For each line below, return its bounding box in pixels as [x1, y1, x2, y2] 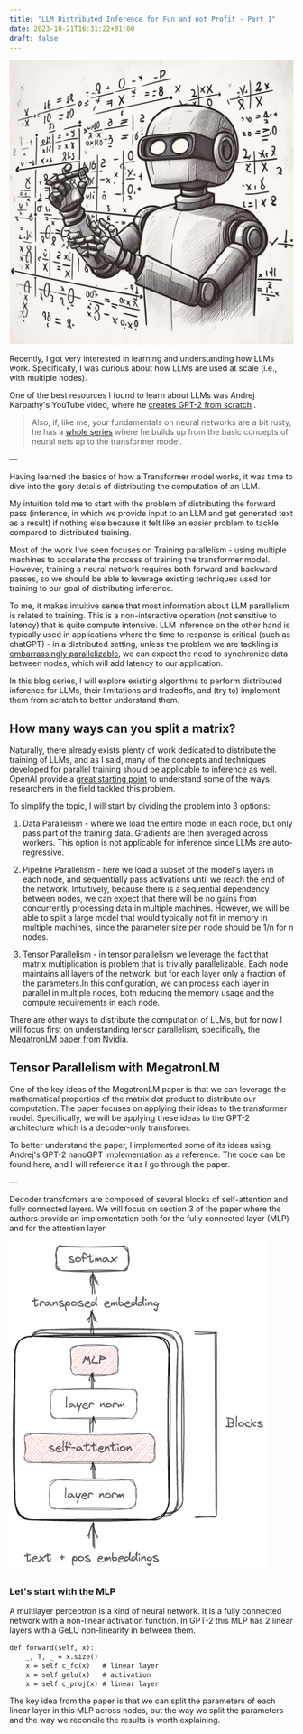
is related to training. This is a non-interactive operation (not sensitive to [9, 610, 277, 621]
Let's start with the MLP [9, 1585, 116, 1598]
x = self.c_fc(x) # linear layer [25, 1662, 160, 1671]
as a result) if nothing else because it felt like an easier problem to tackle [9, 517, 280, 528]
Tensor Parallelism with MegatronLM [9, 1060, 221, 1075]
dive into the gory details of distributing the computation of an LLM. [9, 481, 261, 492]
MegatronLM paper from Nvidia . [9, 1034, 129, 1044]
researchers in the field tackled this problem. [9, 784, 176, 794]
